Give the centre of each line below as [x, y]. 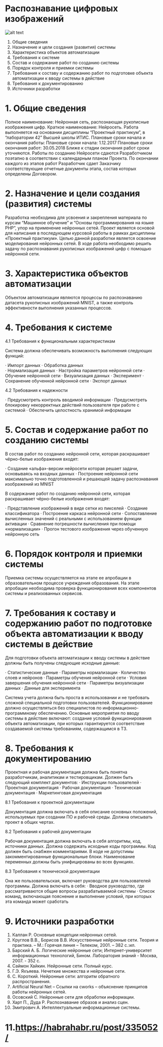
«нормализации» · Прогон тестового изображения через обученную [77, 529]
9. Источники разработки [60, 921]
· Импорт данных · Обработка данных [44, 365]
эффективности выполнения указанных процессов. [59, 308]
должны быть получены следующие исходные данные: [63, 663]
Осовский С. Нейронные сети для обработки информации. [73, 997]
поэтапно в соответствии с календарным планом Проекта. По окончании [82, 158]
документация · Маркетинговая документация [54, 793]
